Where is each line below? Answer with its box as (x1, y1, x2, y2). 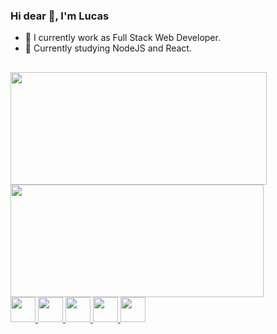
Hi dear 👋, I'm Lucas (10, 9, 110, 23)
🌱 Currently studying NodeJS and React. (24, 42, 192, 54)
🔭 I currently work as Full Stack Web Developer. (24, 32, 221, 44)
